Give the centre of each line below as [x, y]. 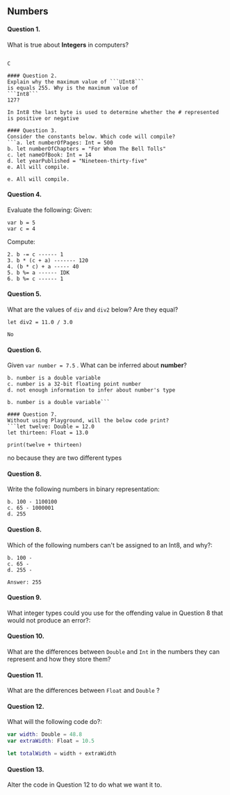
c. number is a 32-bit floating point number [74, 384]
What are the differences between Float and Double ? [83, 691]
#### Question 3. [32, 130]
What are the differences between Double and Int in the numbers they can [114, 652]
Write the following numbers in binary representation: [83, 489]
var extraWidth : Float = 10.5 [51, 741]
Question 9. [24, 597]
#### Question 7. [32, 415]
